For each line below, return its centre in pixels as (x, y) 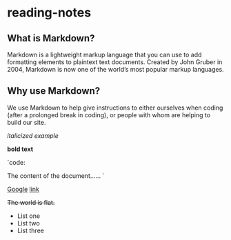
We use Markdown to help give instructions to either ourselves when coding (115, 108)
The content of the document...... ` (56, 176)
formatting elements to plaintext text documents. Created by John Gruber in (115, 62)
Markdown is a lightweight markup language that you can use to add (104, 54)
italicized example (33, 135)
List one (28, 216)
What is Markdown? (51, 38)
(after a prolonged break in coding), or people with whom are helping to (109, 114)
